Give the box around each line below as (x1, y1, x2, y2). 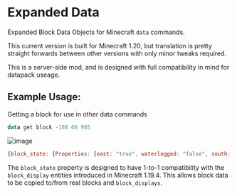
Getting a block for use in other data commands (7, 109, 147, 118)
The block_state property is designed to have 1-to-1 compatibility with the (7, 163, 225, 171)
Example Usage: (7, 91, 81, 103)
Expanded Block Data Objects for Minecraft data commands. (7, 28, 185, 36)
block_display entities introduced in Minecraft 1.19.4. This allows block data (7, 171, 229, 179)
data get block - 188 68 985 (7, 124, 91, 131)
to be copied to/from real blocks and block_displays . (7, 178, 162, 187)
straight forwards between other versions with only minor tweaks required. (7, 49, 226, 58)
